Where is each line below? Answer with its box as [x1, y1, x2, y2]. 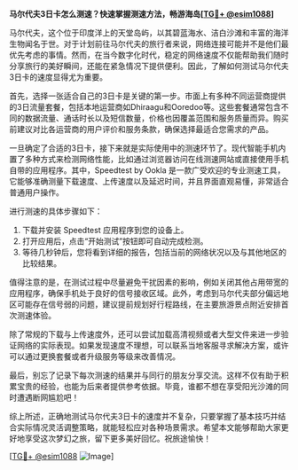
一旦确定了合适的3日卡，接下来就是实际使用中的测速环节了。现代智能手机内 [9, 143, 286, 153]
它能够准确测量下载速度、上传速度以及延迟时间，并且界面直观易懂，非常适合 [9, 176, 289, 186]
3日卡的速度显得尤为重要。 [9, 72, 108, 82]
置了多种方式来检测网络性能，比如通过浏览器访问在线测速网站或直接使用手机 [9, 154, 289, 164]
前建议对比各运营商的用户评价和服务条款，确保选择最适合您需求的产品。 [9, 124, 273, 134]
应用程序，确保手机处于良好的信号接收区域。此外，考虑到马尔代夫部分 [9, 288, 266, 298]
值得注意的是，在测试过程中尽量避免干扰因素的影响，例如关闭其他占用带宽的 [9, 277, 289, 287]
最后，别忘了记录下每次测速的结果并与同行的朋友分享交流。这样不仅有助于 [9, 370, 281, 380]
